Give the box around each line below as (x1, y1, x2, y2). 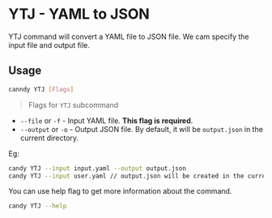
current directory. (19, 133, 79, 143)
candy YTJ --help (8, 202, 67, 211)
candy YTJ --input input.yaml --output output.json (8, 164, 186, 173)
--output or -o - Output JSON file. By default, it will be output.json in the (19, 124, 263, 134)
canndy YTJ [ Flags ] (8, 85, 74, 93)
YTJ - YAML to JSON (8, 5, 150, 24)
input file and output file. (8, 40, 91, 49)
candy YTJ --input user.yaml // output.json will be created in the (8, 172, 244, 180)
